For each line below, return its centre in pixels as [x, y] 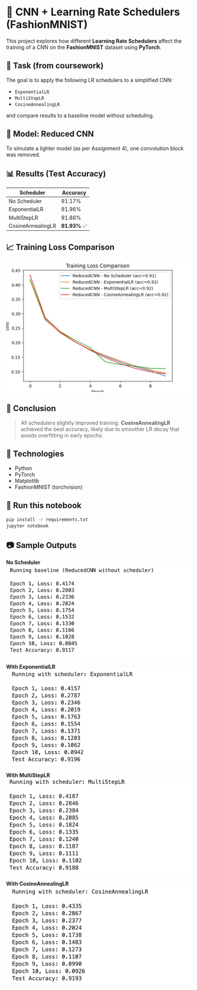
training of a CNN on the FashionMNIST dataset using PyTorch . [84, 47]
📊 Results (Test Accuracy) [56, 174]
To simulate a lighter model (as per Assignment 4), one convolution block [95, 148]
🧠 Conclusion [31, 409]
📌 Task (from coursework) [55, 66]
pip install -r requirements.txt [47, 520]
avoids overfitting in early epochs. [62, 435]
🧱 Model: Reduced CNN [50, 134]
